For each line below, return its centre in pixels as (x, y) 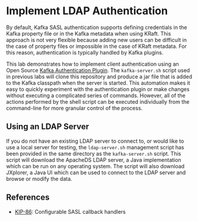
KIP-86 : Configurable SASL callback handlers (70, 212)
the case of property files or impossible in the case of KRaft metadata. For (96, 46)
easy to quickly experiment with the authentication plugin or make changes (98, 89)
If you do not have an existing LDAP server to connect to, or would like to (95, 141)
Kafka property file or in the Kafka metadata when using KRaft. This (89, 33)
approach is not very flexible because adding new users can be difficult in (96, 40)
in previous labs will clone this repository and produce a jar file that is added (99, 76)
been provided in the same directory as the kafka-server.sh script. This (94, 153)
